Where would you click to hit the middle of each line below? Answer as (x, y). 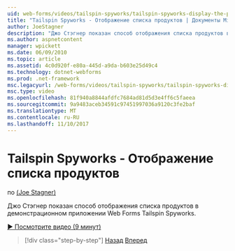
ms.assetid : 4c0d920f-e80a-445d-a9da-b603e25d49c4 (83, 66)
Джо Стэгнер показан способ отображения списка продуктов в (103, 206)
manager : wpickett (34, 46)
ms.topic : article (34, 59)
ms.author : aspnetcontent (45, 40)
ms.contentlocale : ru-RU (43, 117)
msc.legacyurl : (29, 85)
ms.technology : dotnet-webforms (54, 72)
